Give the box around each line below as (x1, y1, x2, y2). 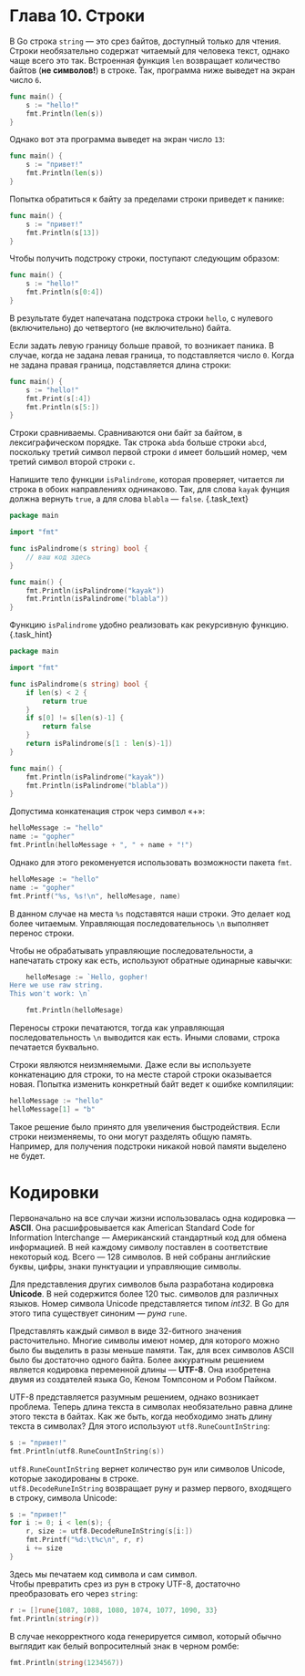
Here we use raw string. (9, 981, 104, 990)
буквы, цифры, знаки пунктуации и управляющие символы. (9, 1260, 242, 1272)
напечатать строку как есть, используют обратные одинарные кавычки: (9, 955, 293, 966)
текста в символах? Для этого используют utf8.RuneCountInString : (9, 1420, 270, 1432)
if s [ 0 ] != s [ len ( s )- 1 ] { (25, 713, 125, 723)
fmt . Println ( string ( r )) (9, 1614, 100, 1623)
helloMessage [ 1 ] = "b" (9, 1104, 96, 1113)
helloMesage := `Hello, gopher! (25, 972, 148, 981)
